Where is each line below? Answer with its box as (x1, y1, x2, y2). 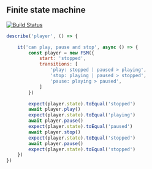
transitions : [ (39, 61, 78, 67)
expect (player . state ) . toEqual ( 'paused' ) (28, 124, 133, 130)
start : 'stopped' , (39, 55, 86, 62)
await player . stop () (28, 129, 81, 135)
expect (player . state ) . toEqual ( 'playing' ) (28, 112, 136, 118)
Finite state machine (6, 5, 86, 15)
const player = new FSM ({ (28, 50, 95, 56)
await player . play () (28, 107, 81, 113)
